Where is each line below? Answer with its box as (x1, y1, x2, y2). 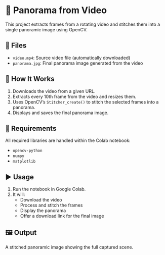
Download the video (20, 197, 62, 203)
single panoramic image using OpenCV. (5, 26, 88, 32)
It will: (12, 191, 25, 197)
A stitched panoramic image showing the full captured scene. (5, 244, 134, 250)
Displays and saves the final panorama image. (12, 110, 109, 116)
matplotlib (12, 159, 36, 164)
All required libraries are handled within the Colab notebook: (5, 137, 131, 143)
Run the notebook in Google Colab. (12, 186, 86, 192)
